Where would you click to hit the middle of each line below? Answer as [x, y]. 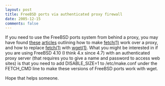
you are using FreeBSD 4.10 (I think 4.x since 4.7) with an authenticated [78, 53]
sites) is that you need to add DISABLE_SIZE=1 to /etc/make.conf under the [81, 63]
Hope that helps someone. [32, 78]
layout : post [19, 10]
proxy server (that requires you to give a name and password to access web [82, 58]
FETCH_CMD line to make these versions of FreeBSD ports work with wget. [82, 69]
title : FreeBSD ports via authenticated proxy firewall [64, 14]
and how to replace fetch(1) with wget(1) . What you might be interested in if [82, 48]
